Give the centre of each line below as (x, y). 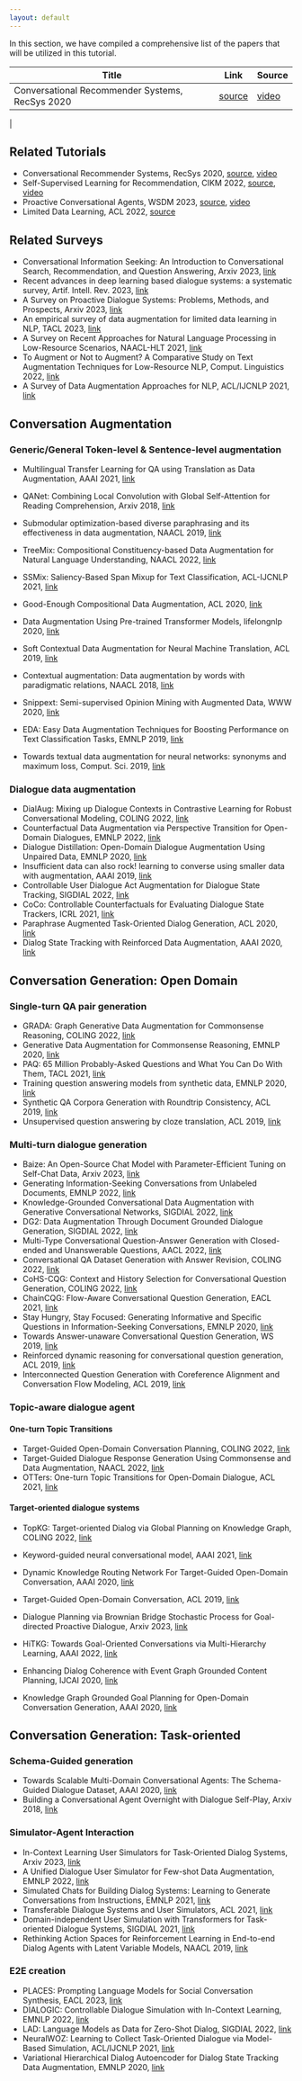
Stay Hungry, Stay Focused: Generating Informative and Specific (142, 1317)
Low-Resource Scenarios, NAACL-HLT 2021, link (112, 348)
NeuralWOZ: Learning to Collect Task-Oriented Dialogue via (133, 2038)
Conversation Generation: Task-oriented (125, 1735)
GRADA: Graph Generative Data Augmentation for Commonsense (143, 1026)
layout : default (40, 18)
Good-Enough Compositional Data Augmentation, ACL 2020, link (142, 604)
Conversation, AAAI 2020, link (78, 1582)
